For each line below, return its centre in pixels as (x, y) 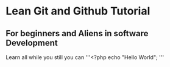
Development (32, 43)
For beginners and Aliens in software (77, 33)
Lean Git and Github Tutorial (78, 11)
